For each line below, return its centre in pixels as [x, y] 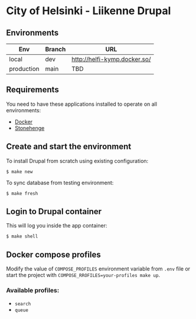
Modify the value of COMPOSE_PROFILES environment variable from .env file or [98, 269]
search [23, 304]
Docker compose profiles [54, 254]
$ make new [19, 172]
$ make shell [22, 237]
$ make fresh [22, 193]
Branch [55, 49]
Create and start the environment [69, 147]
